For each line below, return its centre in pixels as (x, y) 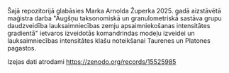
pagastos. (22, 48)
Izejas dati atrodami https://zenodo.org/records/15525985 (92, 62)
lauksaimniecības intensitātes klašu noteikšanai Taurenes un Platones (109, 41)
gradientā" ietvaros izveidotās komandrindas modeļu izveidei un (101, 33)
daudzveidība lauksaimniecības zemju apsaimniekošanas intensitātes (109, 26)
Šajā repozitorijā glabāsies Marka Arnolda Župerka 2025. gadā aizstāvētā (114, 11)
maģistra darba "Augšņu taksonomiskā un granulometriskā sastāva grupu (114, 18)
